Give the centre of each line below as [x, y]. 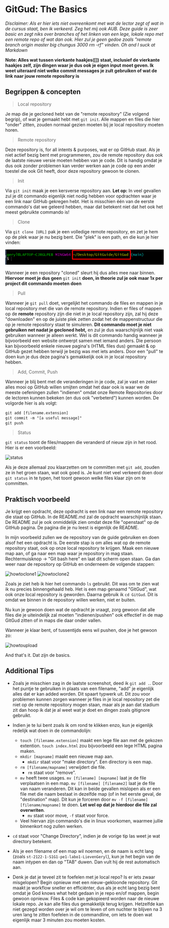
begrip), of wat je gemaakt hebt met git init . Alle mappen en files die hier [83, 119]
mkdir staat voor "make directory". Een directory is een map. [90, 762]
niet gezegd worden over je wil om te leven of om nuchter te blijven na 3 [87, 909]
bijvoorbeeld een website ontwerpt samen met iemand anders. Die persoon [83, 341]
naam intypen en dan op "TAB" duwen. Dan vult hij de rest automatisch [86, 862]
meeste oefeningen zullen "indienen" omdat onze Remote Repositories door [84, 393]
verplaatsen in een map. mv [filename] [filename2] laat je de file [88, 783]
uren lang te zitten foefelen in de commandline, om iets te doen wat [82, 914]
